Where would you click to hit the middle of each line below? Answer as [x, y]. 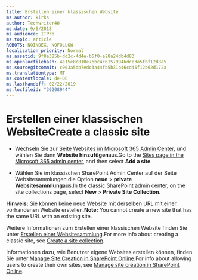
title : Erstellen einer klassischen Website [62, 12]
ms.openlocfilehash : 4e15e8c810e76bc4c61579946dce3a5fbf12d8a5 [86, 62]
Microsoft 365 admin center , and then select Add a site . [83, 161]
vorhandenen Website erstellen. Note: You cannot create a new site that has [99, 209]
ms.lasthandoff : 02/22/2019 [41, 84]
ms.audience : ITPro [30, 34]
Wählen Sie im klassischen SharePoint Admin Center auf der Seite [96, 173]
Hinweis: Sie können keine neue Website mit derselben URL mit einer [92, 203]
